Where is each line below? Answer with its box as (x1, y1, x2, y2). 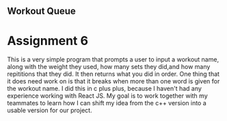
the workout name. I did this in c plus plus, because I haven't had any (7, 85, 202, 93)
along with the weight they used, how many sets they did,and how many (7, 63, 211, 71)
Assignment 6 (7, 33, 89, 49)
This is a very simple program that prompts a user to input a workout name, (7, 55, 219, 64)
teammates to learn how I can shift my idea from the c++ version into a (7, 99, 206, 107)
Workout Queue (7, 5, 77, 17)
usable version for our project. (7, 106, 92, 115)
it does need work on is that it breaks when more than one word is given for (7, 77, 220, 85)
